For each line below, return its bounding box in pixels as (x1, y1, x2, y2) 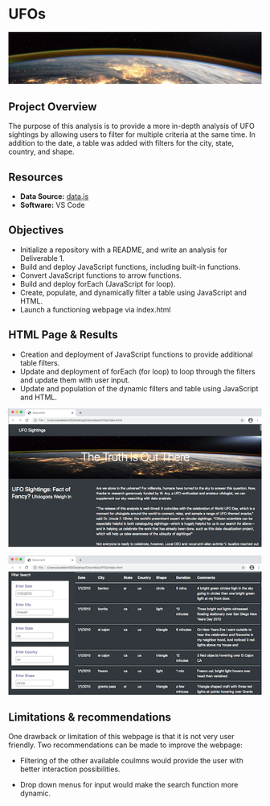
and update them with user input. (19, 375, 130, 385)
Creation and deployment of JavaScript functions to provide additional (19, 349, 253, 359)
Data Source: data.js (19, 191, 89, 201)
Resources (8, 170, 63, 184)
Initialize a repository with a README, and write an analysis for (19, 245, 227, 254)
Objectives (8, 223, 64, 238)
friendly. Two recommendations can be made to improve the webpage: (8, 740, 243, 750)
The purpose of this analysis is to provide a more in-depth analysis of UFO (8, 122, 256, 131)
